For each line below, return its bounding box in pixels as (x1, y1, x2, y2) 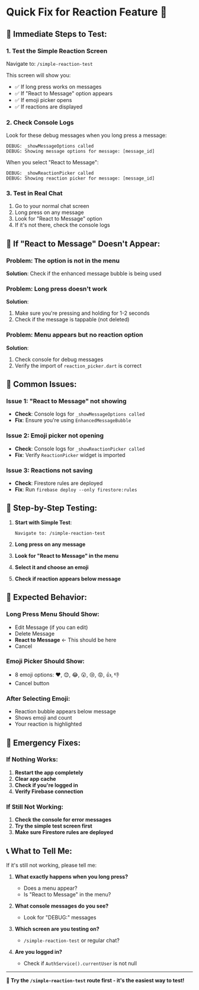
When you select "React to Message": (6, 159, 99, 166)
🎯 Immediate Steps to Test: (6, 29, 107, 39)
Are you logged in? (14, 948, 62, 955)
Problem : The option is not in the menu (6, 256, 120, 264)
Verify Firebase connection (14, 788, 84, 795)
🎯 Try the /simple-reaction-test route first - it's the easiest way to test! (6, 976, 185, 983)
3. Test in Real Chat (6, 189, 63, 197)
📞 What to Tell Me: (6, 846, 72, 856)
